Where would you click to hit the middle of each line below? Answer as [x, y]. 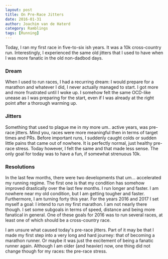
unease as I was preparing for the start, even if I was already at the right [80, 98]
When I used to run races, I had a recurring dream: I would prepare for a [79, 82]
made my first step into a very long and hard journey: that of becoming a [80, 235]
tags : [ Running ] [22, 33]
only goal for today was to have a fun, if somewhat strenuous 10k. [73, 154]
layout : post [19, 10]
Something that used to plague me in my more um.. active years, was [76, 127]
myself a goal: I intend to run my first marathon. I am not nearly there [76, 204]
